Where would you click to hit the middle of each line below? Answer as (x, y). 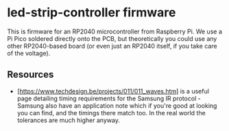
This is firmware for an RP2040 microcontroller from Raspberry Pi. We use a (115, 31)
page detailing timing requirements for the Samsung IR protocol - (109, 98)
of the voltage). (29, 53)
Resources (31, 75)
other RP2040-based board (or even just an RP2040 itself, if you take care (112, 46)
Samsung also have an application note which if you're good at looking (117, 105)
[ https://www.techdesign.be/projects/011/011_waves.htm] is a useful (113, 91)
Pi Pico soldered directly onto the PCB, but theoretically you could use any (112, 38)
